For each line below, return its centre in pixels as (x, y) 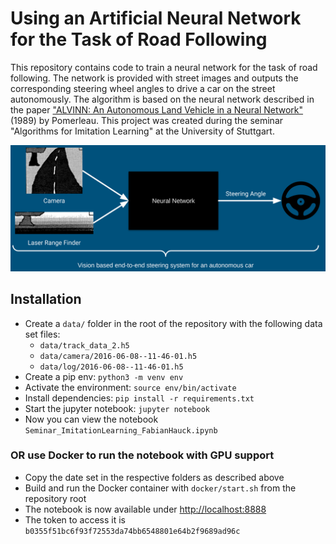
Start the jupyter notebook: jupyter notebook (117, 408)
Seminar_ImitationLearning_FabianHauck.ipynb (121, 430)
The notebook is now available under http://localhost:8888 (145, 509)
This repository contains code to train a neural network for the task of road (164, 67)
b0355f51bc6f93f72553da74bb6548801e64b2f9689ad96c (132, 531)
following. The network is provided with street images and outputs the (154, 78)
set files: (42, 334)
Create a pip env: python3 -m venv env (104, 376)
